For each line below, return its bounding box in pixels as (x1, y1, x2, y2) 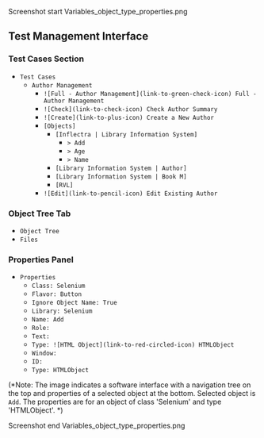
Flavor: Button (31, 290, 82, 298)
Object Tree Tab (8, 208, 71, 219)
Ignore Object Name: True (31, 299, 117, 307)
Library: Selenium (31, 307, 93, 316)
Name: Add (31, 316, 65, 324)
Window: (31, 349, 57, 358)
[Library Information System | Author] (55, 164, 188, 172)
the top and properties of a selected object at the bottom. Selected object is (8, 389, 256, 398)
